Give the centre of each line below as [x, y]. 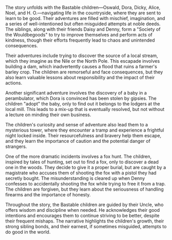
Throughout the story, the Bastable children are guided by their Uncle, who [84, 205]
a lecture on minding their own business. [48, 115]
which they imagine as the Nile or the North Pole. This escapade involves [83, 61]
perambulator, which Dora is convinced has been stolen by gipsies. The [81, 98]
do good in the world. [28, 232]
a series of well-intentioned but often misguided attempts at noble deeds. [83, 24]
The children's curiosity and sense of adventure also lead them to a [77, 125]
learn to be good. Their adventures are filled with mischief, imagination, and [85, 18]
